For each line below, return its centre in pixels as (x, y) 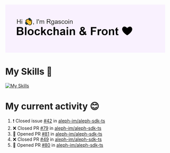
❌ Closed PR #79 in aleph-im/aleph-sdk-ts (57, 128)
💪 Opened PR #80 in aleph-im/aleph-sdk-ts (58, 145)
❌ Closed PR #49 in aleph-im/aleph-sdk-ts (57, 139)
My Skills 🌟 (29, 72)
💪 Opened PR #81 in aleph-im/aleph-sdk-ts (57, 134)
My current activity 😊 (52, 106)
